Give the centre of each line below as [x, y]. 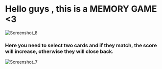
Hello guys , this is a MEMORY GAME [81, 9]
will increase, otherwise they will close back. [59, 51]
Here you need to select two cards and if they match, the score [81, 45]
